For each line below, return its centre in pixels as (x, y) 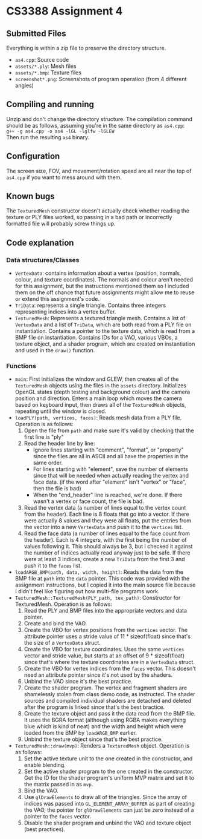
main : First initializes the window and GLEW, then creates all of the (97, 379)
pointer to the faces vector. (58, 817)
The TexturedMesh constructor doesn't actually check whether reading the (98, 211)
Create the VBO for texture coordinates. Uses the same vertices (104, 650)
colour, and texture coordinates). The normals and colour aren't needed (104, 280)
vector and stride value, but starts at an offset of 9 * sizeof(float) (104, 656)
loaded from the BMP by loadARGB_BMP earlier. (80, 733)
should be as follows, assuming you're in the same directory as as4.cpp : (96, 125)
